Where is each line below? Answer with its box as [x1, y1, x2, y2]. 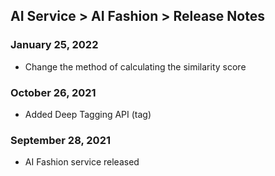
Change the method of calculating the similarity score [24, 60, 247, 73]
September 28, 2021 [10, 133, 112, 147]
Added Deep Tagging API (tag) [24, 108, 152, 120]
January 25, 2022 [10, 38, 99, 52]
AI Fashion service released [24, 156, 140, 168]
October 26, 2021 [10, 85, 97, 99]
